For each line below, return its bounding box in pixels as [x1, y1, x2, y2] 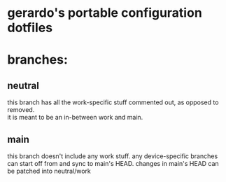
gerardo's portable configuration [7, 5, 203, 21]
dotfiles [7, 20, 53, 36]
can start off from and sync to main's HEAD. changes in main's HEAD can [7, 160, 219, 167]
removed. [7, 106, 35, 114]
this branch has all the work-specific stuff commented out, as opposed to [7, 98, 219, 106]
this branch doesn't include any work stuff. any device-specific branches [7, 152, 218, 160]
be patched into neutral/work [7, 167, 91, 175]
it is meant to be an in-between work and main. [7, 113, 143, 122]
